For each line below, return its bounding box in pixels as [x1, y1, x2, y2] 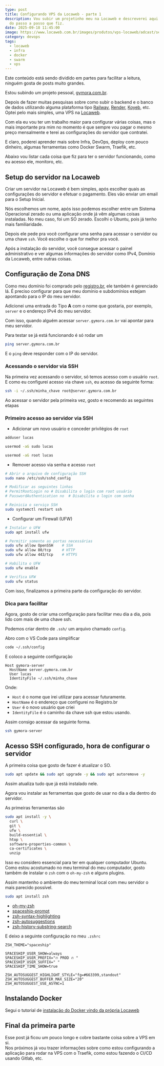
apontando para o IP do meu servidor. [5, 293, 82, 299]
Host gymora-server [5, 663, 45, 668]
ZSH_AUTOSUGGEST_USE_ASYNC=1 [5, 981, 64, 986]
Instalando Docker [5, 994, 62, 1002]
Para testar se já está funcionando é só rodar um [5, 332, 103, 338]
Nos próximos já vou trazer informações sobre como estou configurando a [5, 1044, 155, 1051]
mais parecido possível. [5, 885, 53, 891]
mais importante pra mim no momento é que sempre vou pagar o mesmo [5, 124, 152, 130]
